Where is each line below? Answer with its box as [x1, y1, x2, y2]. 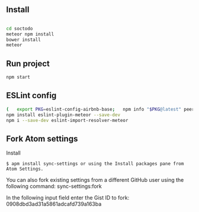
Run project [6, 59, 50, 69]
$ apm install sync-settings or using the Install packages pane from [6, 161, 184, 167]
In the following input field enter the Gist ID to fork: [6, 194, 130, 201]
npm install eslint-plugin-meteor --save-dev [6, 112, 120, 118]
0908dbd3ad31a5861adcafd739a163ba [6, 201, 102, 208]
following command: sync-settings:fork [6, 183, 102, 190]
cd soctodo [6, 25, 33, 31]
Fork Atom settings [6, 133, 78, 144]
